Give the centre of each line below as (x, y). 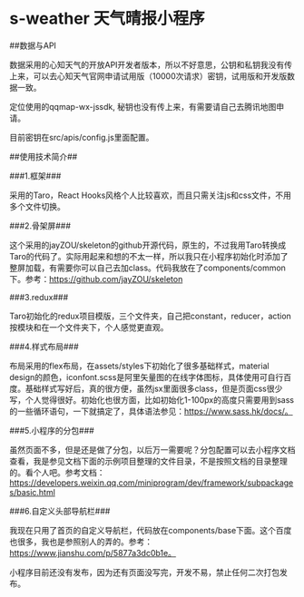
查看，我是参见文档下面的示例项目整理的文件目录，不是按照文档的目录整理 (148, 461)
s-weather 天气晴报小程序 (107, 19)
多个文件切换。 (37, 206)
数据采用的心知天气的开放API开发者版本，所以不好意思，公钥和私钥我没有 (147, 64)
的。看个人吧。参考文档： (57, 472)
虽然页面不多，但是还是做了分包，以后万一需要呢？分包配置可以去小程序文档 (152, 449)
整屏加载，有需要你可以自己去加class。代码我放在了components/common (147, 268)
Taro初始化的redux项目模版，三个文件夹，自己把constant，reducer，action (151, 316)
